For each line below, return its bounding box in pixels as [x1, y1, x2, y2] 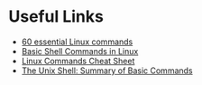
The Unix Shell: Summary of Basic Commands [21, 65, 193, 76]
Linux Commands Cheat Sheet [21, 55, 135, 66]
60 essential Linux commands [21, 36, 133, 47]
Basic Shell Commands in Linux [21, 45, 139, 56]
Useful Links [8, 6, 105, 27]
